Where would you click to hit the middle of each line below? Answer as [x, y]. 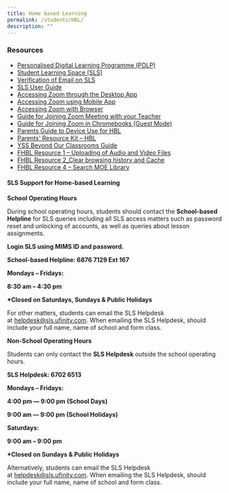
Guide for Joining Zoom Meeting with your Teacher [89, 116]
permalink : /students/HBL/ [45, 20]
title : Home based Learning [47, 13]
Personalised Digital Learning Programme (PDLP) [86, 65]
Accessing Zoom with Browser [60, 109]
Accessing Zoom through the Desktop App [77, 94]
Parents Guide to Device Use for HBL [69, 130]
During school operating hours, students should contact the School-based [112, 211]
